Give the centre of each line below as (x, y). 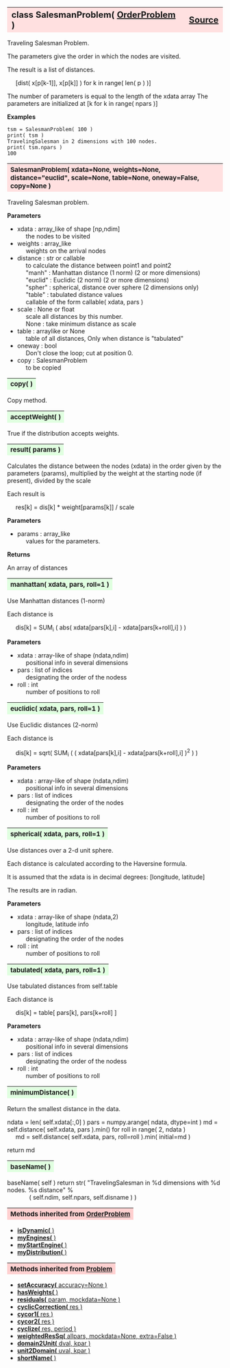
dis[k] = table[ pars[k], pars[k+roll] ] (66, 1013)
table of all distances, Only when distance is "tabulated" (104, 338)
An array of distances (38, 568)
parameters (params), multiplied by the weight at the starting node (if (104, 473)
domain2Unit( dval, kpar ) (54, 1343)
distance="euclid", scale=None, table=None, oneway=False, (105, 178)
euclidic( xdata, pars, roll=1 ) (55, 709)
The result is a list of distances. (51, 69)
